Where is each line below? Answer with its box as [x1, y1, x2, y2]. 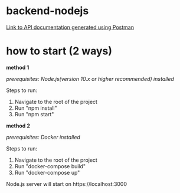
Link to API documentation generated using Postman [6, 24, 135, 31]
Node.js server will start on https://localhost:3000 [6, 180, 127, 187]
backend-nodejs [6, 4, 89, 18]
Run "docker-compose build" [14, 162, 86, 169]
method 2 [6, 122, 31, 129]
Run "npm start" [14, 110, 54, 117]
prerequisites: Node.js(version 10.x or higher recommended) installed [6, 75, 174, 82]
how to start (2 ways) [6, 44, 113, 58]
